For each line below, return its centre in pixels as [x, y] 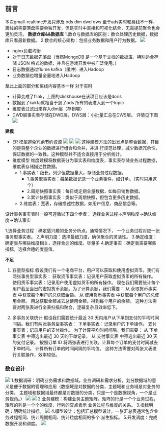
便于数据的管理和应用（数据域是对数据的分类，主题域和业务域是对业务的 [87, 387]
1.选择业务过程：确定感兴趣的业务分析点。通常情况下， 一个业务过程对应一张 [82, 231]
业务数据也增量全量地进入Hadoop [46, 75]
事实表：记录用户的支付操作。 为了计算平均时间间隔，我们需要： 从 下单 [85, 330]
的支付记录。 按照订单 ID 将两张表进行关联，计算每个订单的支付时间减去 [85, 342]
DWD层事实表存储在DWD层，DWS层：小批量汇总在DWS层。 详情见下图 [85, 115]
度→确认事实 [18, 220]
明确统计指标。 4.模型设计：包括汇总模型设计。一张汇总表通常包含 [84, 411]
